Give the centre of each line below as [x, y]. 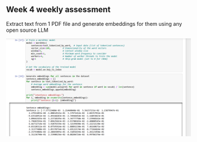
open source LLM [27, 30]
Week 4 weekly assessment [58, 10]
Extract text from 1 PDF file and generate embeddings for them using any [94, 23]
